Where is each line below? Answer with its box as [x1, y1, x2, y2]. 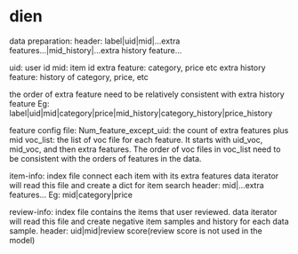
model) [9, 234, 36, 245]
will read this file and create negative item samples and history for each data [9, 216, 289, 226]
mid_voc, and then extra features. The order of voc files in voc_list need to [9, 144, 281, 155]
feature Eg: [9, 98, 50, 108]
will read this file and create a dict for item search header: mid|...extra [9, 179, 264, 190]
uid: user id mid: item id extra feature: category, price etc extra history [9, 62, 266, 73]
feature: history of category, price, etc [9, 71, 149, 82]
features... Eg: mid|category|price [9, 189, 133, 200]
